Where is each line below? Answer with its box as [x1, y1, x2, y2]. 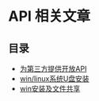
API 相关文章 [8, 7, 91, 25]
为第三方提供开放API [19, 64, 87, 73]
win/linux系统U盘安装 [19, 74, 89, 84]
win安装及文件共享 [19, 84, 81, 93]
